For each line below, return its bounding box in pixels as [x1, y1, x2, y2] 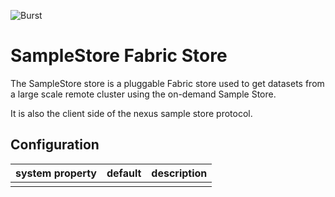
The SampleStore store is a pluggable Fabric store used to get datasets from [10, 77, 325, 89]
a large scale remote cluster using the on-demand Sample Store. [10, 88, 277, 100]
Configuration [10, 136, 100, 154]
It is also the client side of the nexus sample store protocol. [10, 107, 253, 119]
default [106, 166, 142, 180]
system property [15, 166, 97, 180]
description [151, 166, 208, 180]
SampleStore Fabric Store [10, 45, 228, 67]
